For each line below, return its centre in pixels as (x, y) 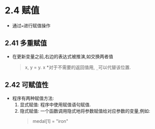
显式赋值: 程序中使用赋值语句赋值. (55, 105)
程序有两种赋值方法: (33, 98)
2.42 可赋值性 (27, 85)
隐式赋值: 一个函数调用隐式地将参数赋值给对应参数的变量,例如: (85, 111)
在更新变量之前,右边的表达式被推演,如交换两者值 (62, 56)
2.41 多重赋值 (26, 43)
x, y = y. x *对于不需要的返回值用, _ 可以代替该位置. (78, 67)
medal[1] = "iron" (50, 121)
